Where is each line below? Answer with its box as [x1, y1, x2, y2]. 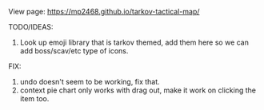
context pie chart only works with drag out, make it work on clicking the [19, 85, 256, 95]
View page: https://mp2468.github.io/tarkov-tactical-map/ [8, 7, 200, 16]
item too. [19, 94, 50, 103]
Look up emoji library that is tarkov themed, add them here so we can [19, 37, 250, 47]
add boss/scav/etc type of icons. [19, 46, 129, 55]
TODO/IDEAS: [8, 22, 54, 31]
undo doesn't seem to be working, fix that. [19, 77, 160, 86]
